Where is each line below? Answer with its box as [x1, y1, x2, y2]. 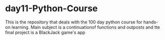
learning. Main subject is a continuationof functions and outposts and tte [11, 24, 160, 30]
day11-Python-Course [5, 3, 98, 14]
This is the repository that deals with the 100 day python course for [5, 19, 143, 25]
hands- [143, 19, 158, 25]
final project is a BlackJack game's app [5, 29, 85, 35]
